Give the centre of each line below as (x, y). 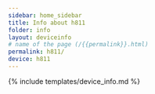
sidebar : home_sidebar (45, 15)
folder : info (29, 30)
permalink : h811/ (36, 52)
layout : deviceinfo (40, 37)
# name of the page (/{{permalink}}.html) (78, 45)
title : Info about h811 (47, 23)
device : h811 (29, 60)
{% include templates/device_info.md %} (74, 81)
